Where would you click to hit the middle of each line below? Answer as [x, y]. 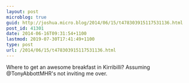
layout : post [22, 12]
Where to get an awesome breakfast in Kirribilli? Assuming [78, 67]
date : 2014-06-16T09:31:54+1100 [46, 34]
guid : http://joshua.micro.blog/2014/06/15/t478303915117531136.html [95, 23]
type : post [20, 45]
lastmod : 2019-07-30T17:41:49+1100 [51, 39]
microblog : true [26, 17]
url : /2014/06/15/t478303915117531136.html [61, 50]
